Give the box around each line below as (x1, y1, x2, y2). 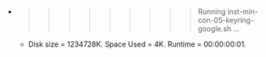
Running (197, 7, 226, 16)
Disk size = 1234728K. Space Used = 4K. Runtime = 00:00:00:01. (28, 39, 247, 49)
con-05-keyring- (197, 15, 254, 25)
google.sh (197, 24, 232, 33)
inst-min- (226, 7, 259, 16)
